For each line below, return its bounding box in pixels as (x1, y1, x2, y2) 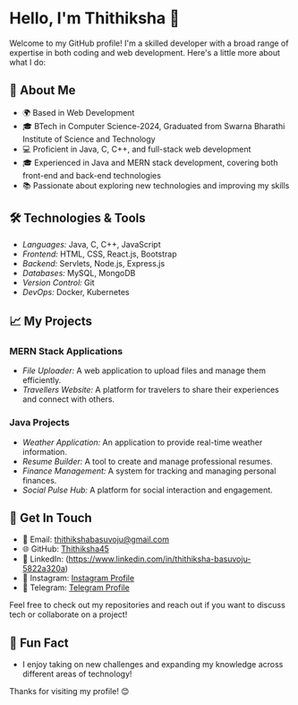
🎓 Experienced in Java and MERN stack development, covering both (21, 157, 278, 168)
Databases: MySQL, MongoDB (21, 267, 136, 278)
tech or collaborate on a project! (9, 609, 128, 620)
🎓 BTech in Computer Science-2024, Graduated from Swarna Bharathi (21, 120, 285, 131)
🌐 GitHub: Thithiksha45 (21, 544, 110, 554)
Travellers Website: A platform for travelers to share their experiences (21, 385, 279, 396)
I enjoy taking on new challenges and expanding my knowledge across (21, 659, 284, 670)
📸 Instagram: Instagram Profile (21, 573, 135, 584)
